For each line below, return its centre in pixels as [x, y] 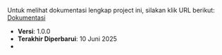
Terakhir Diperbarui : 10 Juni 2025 [67, 39]
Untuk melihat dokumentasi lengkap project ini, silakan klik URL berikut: [111, 10]
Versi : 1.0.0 [34, 31]
